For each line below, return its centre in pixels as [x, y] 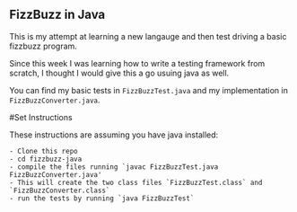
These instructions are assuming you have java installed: [114, 135]
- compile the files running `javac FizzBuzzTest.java [114, 167]
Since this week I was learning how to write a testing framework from [137, 63]
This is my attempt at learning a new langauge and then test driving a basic [148, 36]
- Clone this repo [44, 151]
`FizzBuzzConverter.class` [60, 190]
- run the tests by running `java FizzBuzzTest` [102, 198]
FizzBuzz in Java [57, 15]
